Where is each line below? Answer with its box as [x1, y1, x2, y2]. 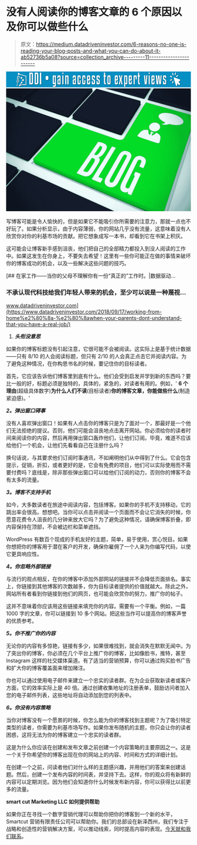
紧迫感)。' [6, 395, 30, 402]
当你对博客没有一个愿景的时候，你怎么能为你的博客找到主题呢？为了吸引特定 [6, 717, 191, 724]
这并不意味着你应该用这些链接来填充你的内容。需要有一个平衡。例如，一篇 [6, 603, 186, 610]
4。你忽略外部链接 [6, 563, 51, 570]
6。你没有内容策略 [6, 704, 51, 712]
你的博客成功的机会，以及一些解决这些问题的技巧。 [6, 259, 130, 266]
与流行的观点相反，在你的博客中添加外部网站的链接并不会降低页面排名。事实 [6, 576, 191, 583]
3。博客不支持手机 [6, 489, 51, 496]
